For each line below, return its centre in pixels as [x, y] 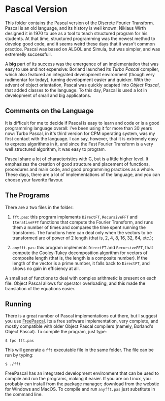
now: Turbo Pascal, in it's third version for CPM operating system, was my [80, 133]
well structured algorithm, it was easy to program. [55, 149]
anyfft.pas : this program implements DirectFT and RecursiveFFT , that [83, 247]
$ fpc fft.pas [20, 341]
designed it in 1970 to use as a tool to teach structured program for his [76, 33]
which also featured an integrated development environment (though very [80, 74]
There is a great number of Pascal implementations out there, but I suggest [81, 316]
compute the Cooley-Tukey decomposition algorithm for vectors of [80, 253]
